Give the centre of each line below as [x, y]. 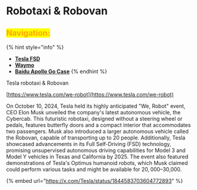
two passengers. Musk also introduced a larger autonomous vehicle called [97, 131]
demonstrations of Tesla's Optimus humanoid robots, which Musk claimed [97, 163]
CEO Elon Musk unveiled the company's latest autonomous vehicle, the [93, 112]
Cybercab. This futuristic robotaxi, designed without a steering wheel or [94, 119]
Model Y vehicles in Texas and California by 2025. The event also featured [97, 157]
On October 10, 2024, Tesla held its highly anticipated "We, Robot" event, [96, 106]
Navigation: [28, 33]
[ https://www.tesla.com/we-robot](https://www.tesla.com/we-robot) [90, 94]
